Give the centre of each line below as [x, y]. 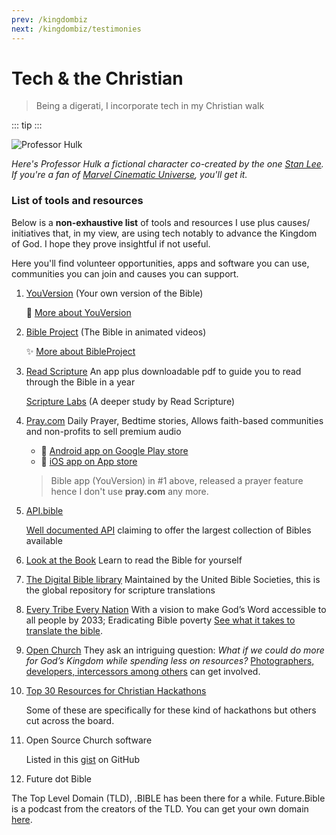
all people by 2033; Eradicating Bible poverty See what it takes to [160, 620]
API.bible [44, 510]
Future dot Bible [59, 778]
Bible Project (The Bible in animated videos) [116, 332]
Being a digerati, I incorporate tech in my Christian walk [150, 106]
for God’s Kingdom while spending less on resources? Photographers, [170, 660]
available [44, 540]
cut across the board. [70, 720]
